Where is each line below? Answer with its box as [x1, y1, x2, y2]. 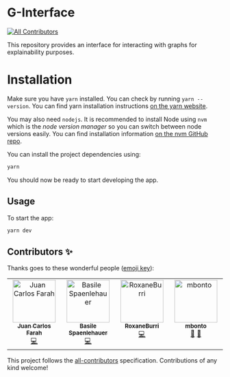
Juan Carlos [16, 322, 51, 330]
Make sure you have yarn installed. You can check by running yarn [7, 94, 194, 103]
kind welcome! [7, 364, 49, 372]
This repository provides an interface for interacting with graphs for [7, 40, 197, 49]
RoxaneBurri [125, 322, 159, 330]
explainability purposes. [7, 48, 75, 56]
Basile [79, 322, 97, 330]
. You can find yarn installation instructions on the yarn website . [28, 101, 208, 110]
